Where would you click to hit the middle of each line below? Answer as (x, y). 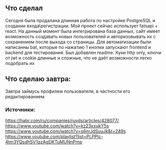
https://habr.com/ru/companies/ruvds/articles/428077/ (62, 120)
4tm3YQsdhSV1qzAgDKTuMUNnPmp (44, 142)
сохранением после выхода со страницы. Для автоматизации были (78, 42)
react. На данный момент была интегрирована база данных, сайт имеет (82, 31)
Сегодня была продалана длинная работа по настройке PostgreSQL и (80, 20)
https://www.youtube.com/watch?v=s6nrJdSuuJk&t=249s (66, 131)
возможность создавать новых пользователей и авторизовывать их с (80, 36)
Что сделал (24, 8)
